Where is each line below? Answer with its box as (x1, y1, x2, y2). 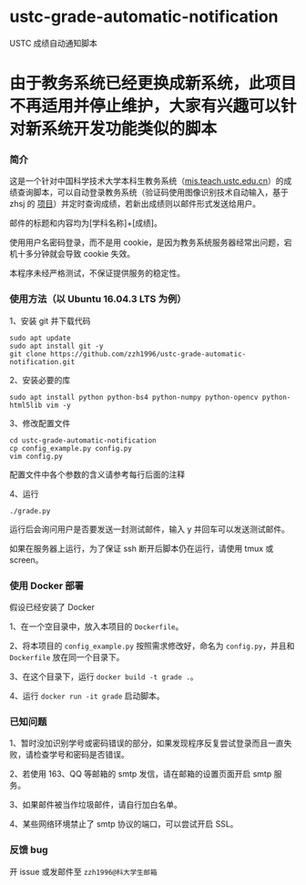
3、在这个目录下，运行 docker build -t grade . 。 (9, 671, 199, 682)
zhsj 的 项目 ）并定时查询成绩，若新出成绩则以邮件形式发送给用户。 (9, 198, 261, 209)
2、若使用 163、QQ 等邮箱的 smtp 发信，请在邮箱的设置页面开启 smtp (9, 768, 272, 779)
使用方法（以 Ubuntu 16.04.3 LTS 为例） (9, 293, 187, 306)
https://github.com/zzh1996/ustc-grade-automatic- (49, 349, 247, 359)
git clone (9, 349, 47, 359)
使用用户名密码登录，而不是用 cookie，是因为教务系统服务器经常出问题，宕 (9, 237, 292, 248)
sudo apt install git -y (9, 341, 104, 351)
